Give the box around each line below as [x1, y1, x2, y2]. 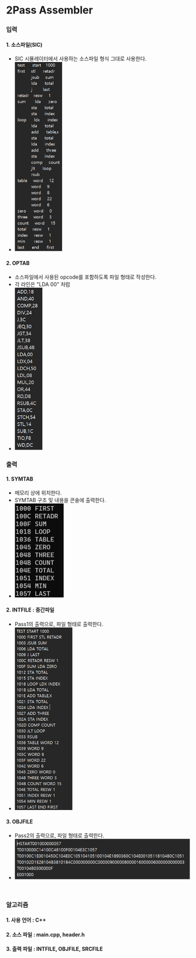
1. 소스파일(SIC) [6, 41, 43, 48]
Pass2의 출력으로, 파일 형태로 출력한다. [14, 832, 105, 839]
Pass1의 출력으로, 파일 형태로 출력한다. [14, 620, 104, 627]
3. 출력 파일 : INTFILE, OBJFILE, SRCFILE [6, 946, 104, 953]
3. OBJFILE [6, 818, 33, 825]
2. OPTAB [6, 259, 30, 266]
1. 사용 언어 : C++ [6, 916, 47, 923]
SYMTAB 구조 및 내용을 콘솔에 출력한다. [14, 496, 106, 503]
